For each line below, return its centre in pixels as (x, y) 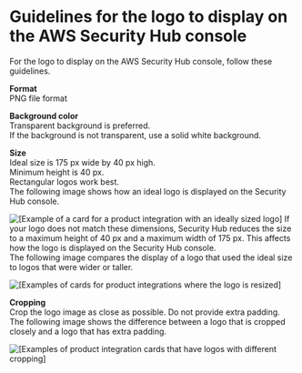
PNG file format (39, 98)
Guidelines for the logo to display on (149, 17)
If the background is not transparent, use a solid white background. (136, 135)
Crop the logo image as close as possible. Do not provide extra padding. (145, 312)
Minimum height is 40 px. (57, 172)
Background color (44, 116)
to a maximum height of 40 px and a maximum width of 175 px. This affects (150, 237)
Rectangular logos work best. (65, 181)
